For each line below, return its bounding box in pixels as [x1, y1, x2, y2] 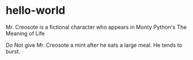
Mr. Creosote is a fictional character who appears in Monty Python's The [5, 23, 187, 31]
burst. [5, 47, 21, 55]
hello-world [5, 4, 66, 17]
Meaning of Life [5, 29, 45, 37]
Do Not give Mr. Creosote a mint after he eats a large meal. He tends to [5, 41, 183, 49]
